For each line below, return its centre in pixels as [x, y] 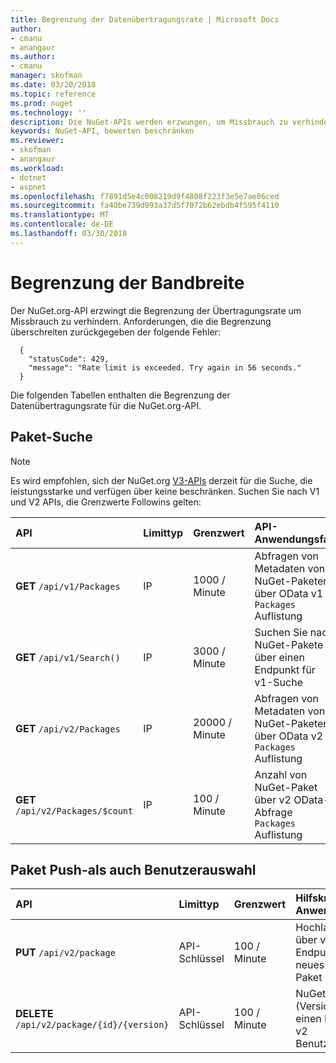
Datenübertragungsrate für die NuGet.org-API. [106, 405]
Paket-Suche [51, 437]
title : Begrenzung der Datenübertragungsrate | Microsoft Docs [145, 19]
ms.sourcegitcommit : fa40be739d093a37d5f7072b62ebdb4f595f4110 [145, 206]
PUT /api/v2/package [65, 953]
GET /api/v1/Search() [68, 657]
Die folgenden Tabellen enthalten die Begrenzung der [120, 395]
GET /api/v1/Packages [68, 586]
